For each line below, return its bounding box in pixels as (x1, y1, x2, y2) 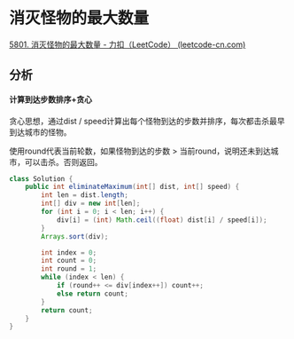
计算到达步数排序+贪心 (9, 94, 93, 105)
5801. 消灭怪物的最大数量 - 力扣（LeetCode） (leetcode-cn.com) (9, 39, 246, 50)
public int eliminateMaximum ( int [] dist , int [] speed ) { (25, 183, 240, 192)
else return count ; (56, 289, 128, 298)
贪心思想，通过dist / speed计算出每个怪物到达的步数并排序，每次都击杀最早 (9, 115, 285, 126)
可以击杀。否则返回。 (24, 156, 103, 167)
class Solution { (9, 174, 73, 183)
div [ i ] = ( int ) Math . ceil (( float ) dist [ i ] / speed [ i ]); (56, 215, 267, 225)
